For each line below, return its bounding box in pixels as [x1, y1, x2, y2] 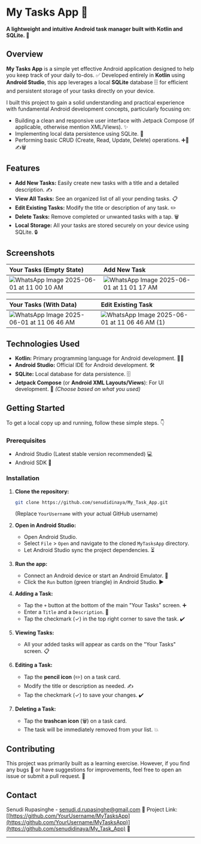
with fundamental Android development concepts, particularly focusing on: [6, 105, 191, 112]
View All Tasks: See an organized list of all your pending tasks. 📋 [14, 195, 178, 202]
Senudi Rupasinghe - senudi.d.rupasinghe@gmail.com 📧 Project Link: [6, 806, 178, 813]
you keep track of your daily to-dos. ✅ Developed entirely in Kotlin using [6, 71, 185, 79]
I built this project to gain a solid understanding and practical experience [6, 99, 185, 106]
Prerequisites [6, 436, 46, 445]
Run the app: [14, 560, 48, 568]
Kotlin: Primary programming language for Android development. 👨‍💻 [14, 354, 184, 362]
